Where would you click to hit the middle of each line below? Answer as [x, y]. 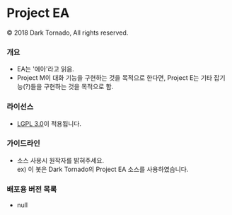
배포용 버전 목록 [32, 189]
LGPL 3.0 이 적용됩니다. [49, 123]
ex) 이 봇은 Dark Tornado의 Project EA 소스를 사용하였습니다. [103, 169]
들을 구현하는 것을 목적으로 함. [72, 87]
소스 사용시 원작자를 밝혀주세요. [60, 160]
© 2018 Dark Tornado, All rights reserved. [68, 33]
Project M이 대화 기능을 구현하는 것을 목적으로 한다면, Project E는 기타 [115, 78]
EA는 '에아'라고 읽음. [46, 69]
